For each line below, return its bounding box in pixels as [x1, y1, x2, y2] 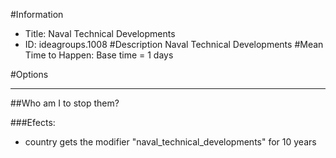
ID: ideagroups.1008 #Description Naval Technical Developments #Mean [24, 39, 324, 50]
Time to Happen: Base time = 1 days [24, 49, 174, 61]
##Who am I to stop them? [10, 97, 120, 109]
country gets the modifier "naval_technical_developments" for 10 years [24, 136, 317, 148]
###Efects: [10, 117, 56, 128]
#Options [10, 69, 49, 80]
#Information [10, 9, 64, 20]
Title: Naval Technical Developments [24, 28, 176, 39]
